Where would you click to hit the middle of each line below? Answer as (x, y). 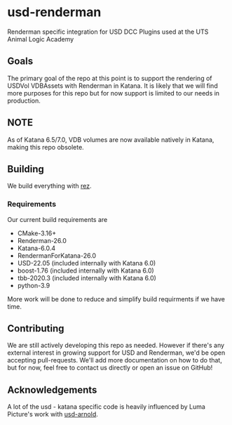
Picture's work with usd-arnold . (53, 414)
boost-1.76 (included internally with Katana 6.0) (86, 270)
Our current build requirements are (57, 219)
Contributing (36, 328)
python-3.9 (34, 285)
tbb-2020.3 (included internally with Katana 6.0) (87, 277)
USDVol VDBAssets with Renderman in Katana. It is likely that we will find (113, 86)
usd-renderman (54, 12)
